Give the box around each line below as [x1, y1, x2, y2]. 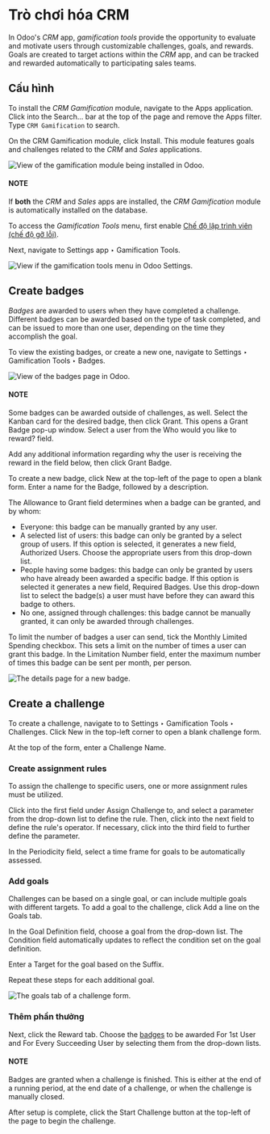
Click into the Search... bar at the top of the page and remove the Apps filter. [8, 112, 262, 121]
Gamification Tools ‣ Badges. [8, 356, 106, 365]
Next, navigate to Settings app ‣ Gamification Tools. [8, 245, 181, 255]
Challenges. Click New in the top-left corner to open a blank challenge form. [8, 727, 262, 736]
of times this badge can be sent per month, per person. [8, 657, 192, 668]
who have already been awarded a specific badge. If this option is [19, 573, 239, 583]
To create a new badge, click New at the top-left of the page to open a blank [8, 473, 262, 483]
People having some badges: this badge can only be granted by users [19, 564, 253, 575]
